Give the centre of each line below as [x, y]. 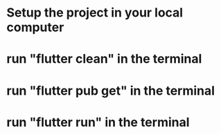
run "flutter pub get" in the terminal [111, 90]
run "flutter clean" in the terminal [104, 59]
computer [35, 27]
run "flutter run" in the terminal [98, 122]
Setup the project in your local [95, 13]
